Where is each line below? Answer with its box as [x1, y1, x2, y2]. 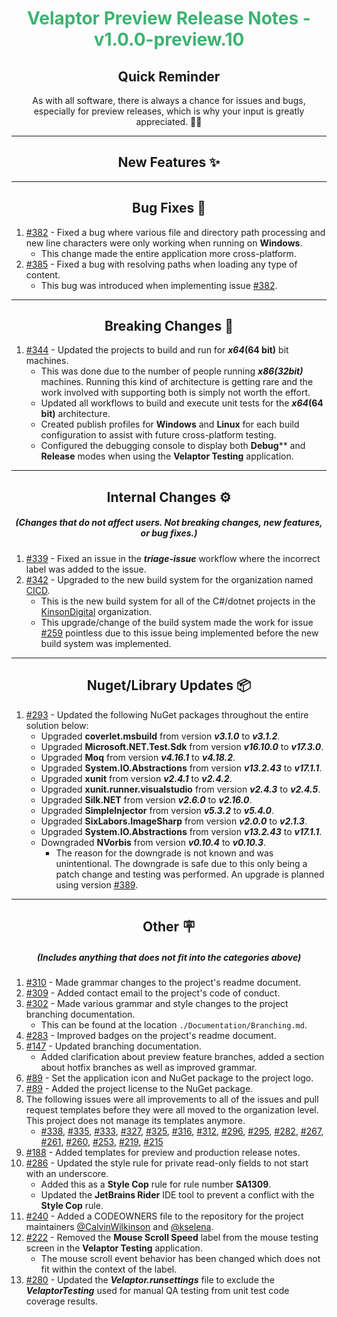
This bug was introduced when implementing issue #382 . [40, 279, 278, 291]
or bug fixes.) [140, 527, 198, 539]
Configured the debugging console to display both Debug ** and [40, 440, 306, 452]
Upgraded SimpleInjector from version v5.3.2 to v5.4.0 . [40, 804, 275, 816]
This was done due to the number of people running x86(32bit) [40, 365, 304, 377]
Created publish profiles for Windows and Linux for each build [40, 418, 300, 431]
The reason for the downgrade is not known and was [55, 847, 274, 859]
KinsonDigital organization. [40, 605, 153, 617]
